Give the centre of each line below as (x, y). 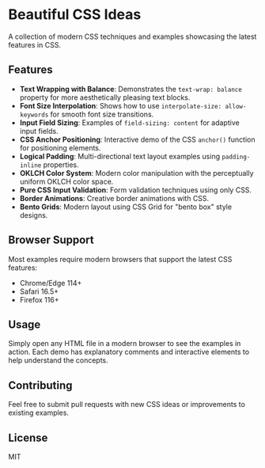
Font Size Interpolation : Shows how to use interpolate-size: (121, 105)
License (28, 438)
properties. (61, 165)
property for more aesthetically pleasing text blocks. (105, 97)
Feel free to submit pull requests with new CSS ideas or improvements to (127, 405)
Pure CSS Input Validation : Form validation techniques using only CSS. (135, 190)
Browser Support (51, 240)
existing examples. (39, 413)
